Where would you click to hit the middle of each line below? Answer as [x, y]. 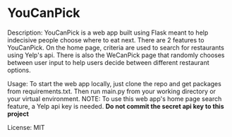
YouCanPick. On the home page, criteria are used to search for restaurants [116, 47]
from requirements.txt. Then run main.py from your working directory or [112, 91]
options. [19, 70]
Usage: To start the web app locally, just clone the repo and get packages [115, 83]
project [18, 114]
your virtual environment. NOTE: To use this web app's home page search [115, 99]
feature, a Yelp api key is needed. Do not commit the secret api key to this [116, 106]
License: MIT [26, 127]
